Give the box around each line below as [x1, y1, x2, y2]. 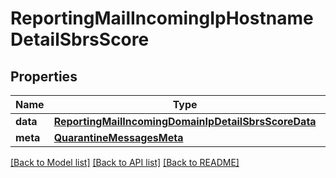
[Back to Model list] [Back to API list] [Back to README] [10, 157, 240, 168]
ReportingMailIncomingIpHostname [10, 7, 314, 30]
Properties [10, 68, 78, 85]
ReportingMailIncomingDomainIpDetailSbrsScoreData [53, 115, 317, 128]
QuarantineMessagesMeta [53, 131, 184, 144]
